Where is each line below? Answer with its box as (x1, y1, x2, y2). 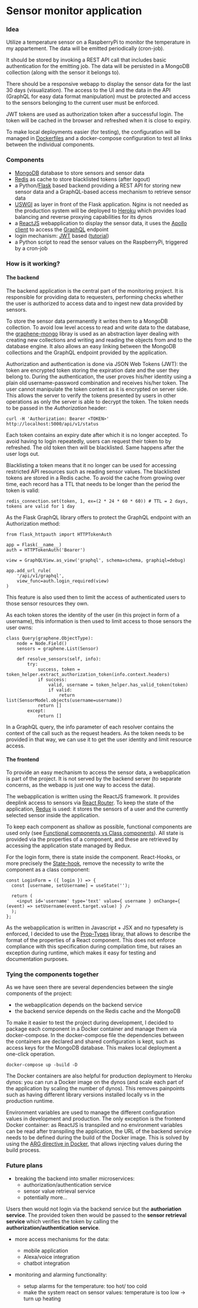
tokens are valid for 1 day (6, 503, 75, 509)
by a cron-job (14, 244, 48, 252)
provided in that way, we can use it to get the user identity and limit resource (6, 736, 192, 743)
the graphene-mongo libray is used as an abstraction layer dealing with (6, 330, 179, 337)
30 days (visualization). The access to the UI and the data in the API (6, 87, 171, 94)
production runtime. (6, 1097, 54, 1105)
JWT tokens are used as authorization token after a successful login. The (6, 111, 184, 118)
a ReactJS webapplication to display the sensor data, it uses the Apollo (14, 219, 187, 226)
